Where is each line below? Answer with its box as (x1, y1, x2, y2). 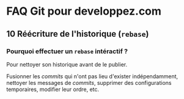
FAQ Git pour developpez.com (6, 4, 162, 18)
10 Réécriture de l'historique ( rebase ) (6, 29, 149, 39)
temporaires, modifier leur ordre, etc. (6, 86, 100, 93)
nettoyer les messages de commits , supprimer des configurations (6, 79, 172, 86)
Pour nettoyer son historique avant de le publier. (6, 61, 127, 68)
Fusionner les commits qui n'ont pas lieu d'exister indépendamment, (6, 72, 178, 80)
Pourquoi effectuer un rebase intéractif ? (6, 47, 128, 56)
